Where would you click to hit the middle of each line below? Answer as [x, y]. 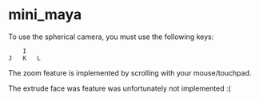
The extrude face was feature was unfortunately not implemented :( [120, 88]
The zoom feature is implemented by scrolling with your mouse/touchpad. [130, 72]
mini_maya [45, 15]
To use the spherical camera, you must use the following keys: [111, 37]
